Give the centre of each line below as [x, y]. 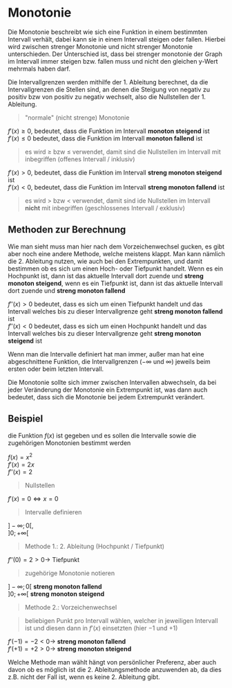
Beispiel [26, 419]
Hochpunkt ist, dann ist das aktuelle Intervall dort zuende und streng [106, 275]
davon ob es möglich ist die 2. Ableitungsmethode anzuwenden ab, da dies [115, 670]
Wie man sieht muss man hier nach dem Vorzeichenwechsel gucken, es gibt [116, 246]
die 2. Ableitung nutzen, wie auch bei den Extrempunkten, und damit [105, 261]
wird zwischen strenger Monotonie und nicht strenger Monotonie [100, 46]
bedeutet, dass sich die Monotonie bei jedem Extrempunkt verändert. [106, 397]
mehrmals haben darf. [39, 69]
